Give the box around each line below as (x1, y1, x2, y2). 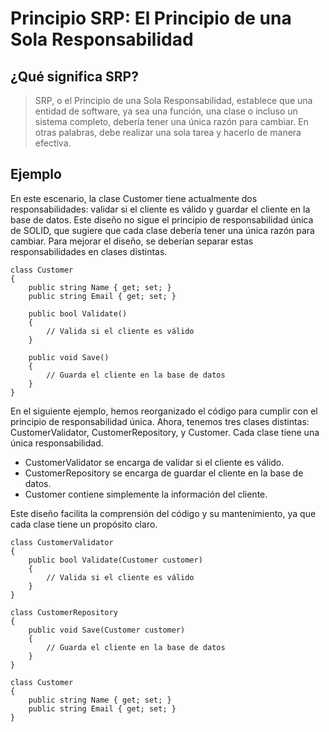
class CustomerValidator (10, 537, 114, 547)
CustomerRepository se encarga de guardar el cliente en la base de (24, 467, 304, 479)
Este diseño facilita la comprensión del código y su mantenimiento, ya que (10, 507, 317, 519)
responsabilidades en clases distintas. (10, 245, 168, 257)
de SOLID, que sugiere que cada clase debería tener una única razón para (10, 224, 315, 236)
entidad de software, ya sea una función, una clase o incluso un (34, 105, 298, 117)
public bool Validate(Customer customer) (28, 555, 203, 565)
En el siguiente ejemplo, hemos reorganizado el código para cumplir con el (10, 405, 318, 417)
